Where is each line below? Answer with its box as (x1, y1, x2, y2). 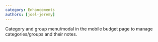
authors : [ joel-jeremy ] (5, 12, 55, 17)
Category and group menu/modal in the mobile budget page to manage (5, 25, 153, 31)
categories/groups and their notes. (5, 31, 77, 37)
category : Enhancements (5, 7, 55, 12)
